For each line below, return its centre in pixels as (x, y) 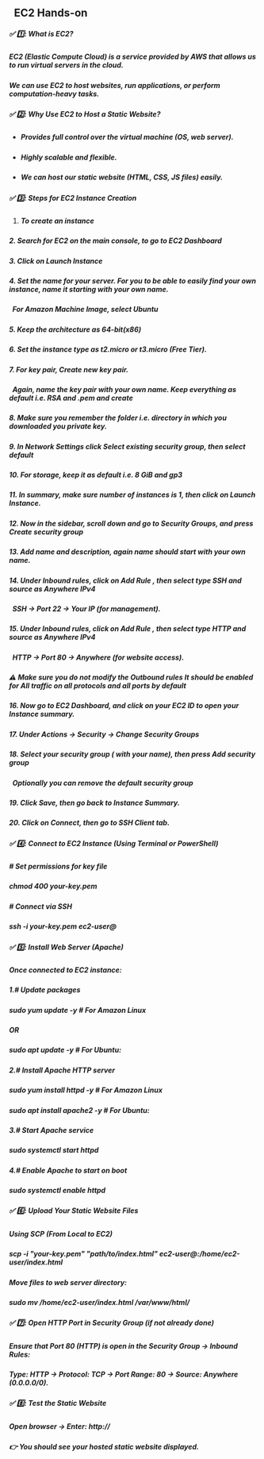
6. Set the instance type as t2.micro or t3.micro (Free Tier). (108, 349)
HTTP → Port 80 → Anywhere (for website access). (98, 657)
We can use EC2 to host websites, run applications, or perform (115, 85)
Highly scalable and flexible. (69, 157)
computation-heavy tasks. (54, 94)
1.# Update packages (45, 990)
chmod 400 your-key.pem (53, 886)
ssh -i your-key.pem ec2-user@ (63, 926)
